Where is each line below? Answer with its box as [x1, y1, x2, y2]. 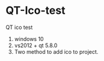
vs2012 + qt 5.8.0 [14, 42, 58, 49]
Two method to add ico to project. [14, 48, 99, 55]
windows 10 [14, 35, 44, 42]
